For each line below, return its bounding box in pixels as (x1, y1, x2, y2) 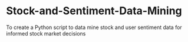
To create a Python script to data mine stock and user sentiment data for (6, 24, 183, 31)
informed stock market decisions (6, 30, 86, 37)
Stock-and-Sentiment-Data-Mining (6, 4, 182, 18)
